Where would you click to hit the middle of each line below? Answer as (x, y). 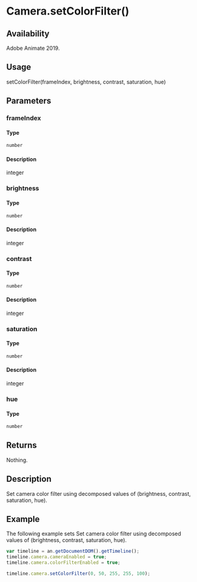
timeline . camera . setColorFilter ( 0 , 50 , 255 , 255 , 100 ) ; (78, 574)
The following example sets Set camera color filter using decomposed (94, 534)
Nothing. (17, 460)
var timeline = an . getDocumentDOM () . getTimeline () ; (73, 551)
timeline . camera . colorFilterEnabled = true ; (63, 563)
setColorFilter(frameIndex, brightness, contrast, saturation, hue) (86, 82)
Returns (22, 445)
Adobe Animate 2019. (33, 48)
